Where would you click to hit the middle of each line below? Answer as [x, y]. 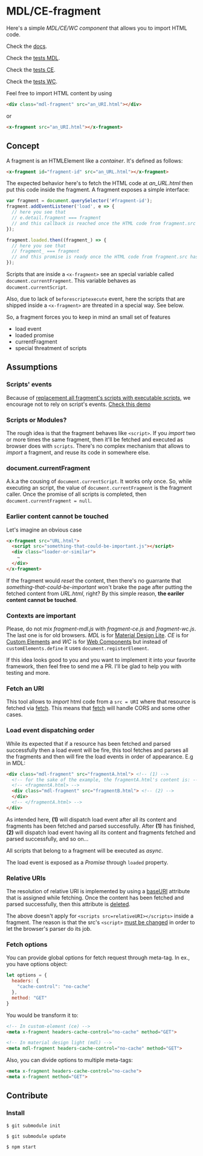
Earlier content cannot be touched [57, 516]
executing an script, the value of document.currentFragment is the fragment [99, 488]
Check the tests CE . [31, 69]
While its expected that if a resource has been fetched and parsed [89, 743]
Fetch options [27, 945]
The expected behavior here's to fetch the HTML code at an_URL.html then [100, 183]
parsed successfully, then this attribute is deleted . [69, 904]
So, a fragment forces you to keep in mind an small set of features [89, 317]
